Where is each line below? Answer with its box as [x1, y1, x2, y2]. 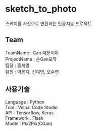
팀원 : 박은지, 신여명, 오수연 [5, 69, 59, 75]
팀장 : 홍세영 [5, 62, 30, 69]
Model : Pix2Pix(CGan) [5, 120, 53, 126]
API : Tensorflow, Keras [5, 110, 54, 116]
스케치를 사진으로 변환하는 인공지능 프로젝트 [5, 20, 92, 26]
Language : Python [5, 99, 44, 105]
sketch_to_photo [5, 3, 77, 15]
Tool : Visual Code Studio [5, 104, 58, 110]
